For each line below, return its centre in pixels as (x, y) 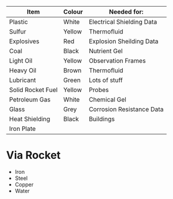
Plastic (18, 22)
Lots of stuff (106, 80)
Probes (99, 90)
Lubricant (23, 80)
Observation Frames (117, 61)
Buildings (102, 119)
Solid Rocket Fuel (33, 90)
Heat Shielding (30, 119)
